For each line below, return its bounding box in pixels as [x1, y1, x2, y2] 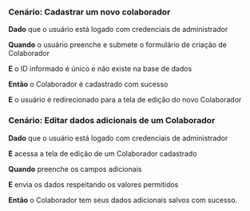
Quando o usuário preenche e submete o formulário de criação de [8, 40, 228, 50]
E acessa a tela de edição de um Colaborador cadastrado [8, 149, 197, 158]
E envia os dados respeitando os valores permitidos [8, 179, 179, 189]
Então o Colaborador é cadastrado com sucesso [8, 79, 169, 90]
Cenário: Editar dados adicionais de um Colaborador [8, 115, 216, 126]
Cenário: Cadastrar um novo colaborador [8, 6, 171, 18]
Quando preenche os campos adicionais [8, 164, 142, 173]
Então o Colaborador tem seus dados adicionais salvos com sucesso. [8, 195, 238, 205]
